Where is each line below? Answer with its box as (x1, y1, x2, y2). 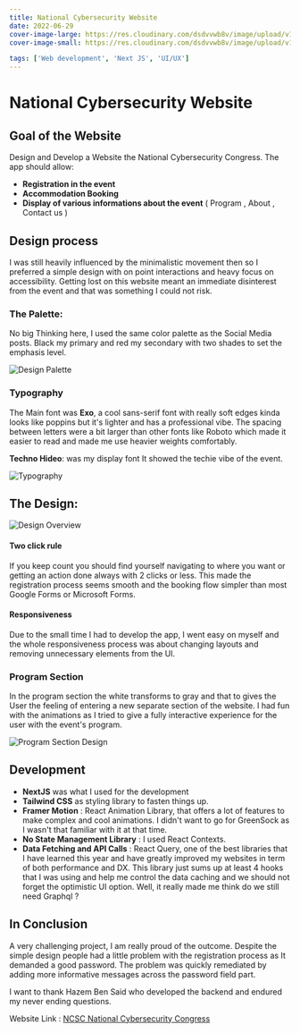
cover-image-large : (9, 30, 82, 38)
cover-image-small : (9, 38, 82, 47)
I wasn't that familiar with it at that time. (21, 824, 168, 834)
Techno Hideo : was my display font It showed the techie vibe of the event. (9, 453, 283, 463)
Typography (9, 386, 64, 399)
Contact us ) (21, 207, 69, 218)
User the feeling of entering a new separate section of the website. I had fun (9, 700, 290, 711)
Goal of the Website (9, 128, 122, 143)
